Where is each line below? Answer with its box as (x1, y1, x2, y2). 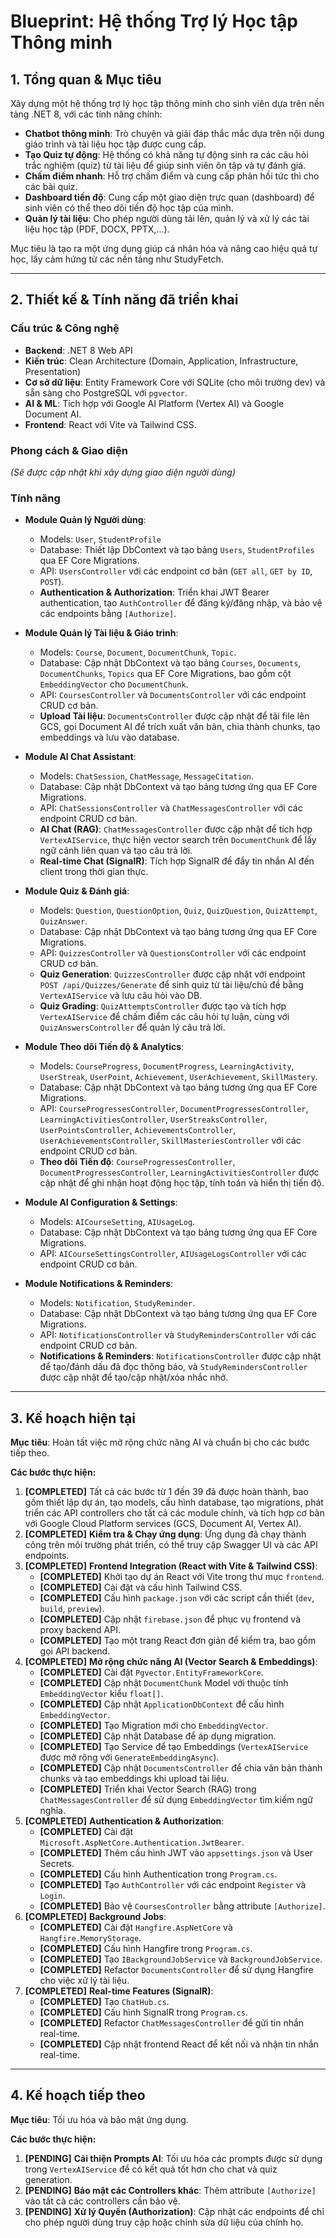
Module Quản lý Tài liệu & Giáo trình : (24, 627, 179, 639)
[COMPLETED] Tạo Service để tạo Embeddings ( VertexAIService (39, 1741, 309, 1753)
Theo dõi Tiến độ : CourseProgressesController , (39, 1156, 236, 1168)
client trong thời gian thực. (39, 866, 149, 878)
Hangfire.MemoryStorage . (39, 1932, 142, 1944)
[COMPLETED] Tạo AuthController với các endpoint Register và (39, 1879, 307, 1891)
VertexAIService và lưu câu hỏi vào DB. (39, 990, 203, 1002)
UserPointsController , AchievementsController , (39, 1124, 237, 1136)
